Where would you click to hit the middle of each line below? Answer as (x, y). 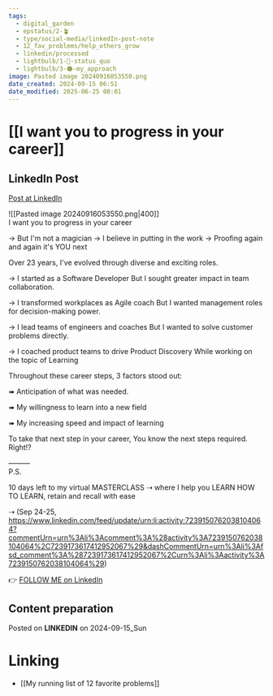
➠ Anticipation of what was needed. (69, 391)
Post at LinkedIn (35, 198)
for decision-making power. (54, 311)
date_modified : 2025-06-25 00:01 (65, 91)
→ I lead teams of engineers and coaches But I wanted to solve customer (131, 327)
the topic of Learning (43, 360)
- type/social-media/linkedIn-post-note (85, 39)
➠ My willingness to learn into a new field (78, 408)
